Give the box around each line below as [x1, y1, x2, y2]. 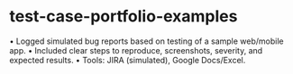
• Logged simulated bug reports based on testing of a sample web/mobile [9, 36, 284, 46]
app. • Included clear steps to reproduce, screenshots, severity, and [9, 45, 263, 55]
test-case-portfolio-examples [9, 6, 238, 27]
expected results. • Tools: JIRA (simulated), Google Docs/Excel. [9, 54, 246, 65]
